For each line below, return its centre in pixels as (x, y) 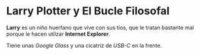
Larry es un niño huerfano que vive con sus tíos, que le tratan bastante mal (100, 27)
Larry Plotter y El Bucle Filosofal (88, 11)
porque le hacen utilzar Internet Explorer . (58, 33)
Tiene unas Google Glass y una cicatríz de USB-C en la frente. (84, 45)
